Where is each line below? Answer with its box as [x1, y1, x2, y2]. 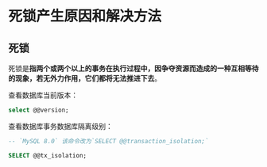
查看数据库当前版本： [8, 90, 78, 100]
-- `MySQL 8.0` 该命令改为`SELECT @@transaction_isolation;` [8, 137, 209, 145]
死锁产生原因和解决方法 [8, 7, 162, 25]
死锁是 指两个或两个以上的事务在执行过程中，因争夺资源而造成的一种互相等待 [8, 64, 259, 73]
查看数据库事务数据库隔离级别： [8, 121, 113, 131]
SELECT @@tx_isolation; [8, 151, 87, 159]
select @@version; [8, 106, 69, 114]
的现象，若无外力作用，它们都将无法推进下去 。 [8, 74, 161, 83]
